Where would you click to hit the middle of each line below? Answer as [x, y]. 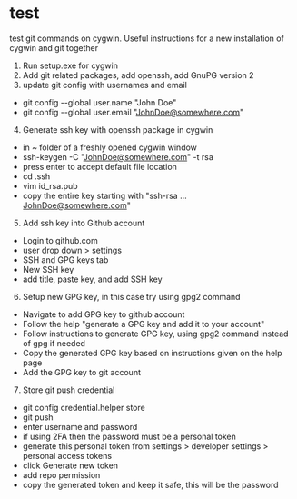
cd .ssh [36, 176]
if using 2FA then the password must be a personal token [129, 436]
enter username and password [80, 426]
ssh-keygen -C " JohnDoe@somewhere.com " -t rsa [118, 156]
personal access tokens [67, 455]
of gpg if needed [54, 343]
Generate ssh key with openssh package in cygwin [118, 129]
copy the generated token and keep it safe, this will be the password [150, 484]
